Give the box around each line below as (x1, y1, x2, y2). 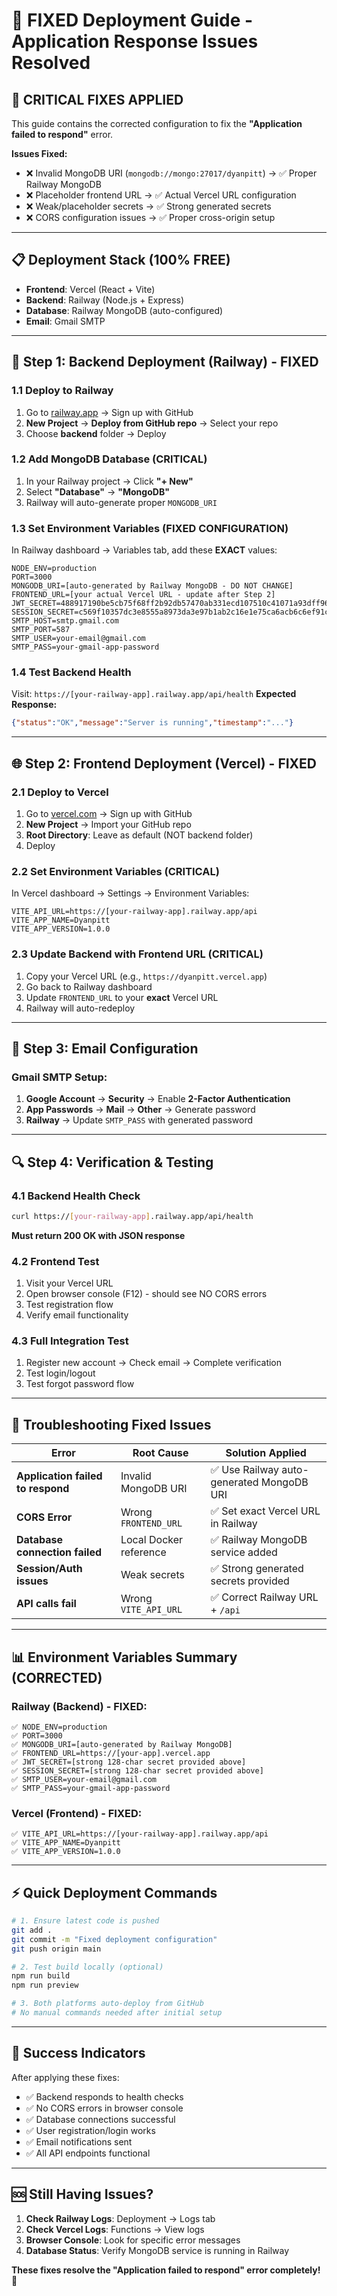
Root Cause (132, 1446, 189, 1460)
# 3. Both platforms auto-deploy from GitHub (11, 1999, 204, 2009)
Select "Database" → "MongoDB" (25, 485, 170, 498)
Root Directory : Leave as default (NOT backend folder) (25, 829, 254, 841)
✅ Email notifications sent (25, 2135, 133, 2148)
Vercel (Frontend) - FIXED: (11, 1806, 143, 1820)
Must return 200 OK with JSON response (11, 1229, 186, 1241)
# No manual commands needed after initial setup (11, 2008, 223, 2018)
